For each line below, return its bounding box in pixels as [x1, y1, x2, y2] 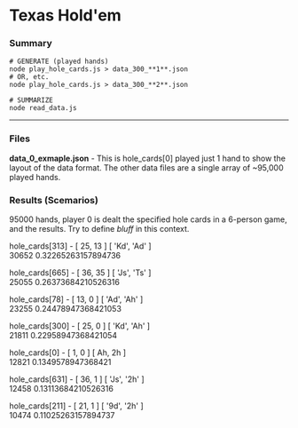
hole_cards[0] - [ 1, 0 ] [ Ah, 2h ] [9, 347, 127, 358]
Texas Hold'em [9, 5, 122, 26]
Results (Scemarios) [9, 194, 99, 206]
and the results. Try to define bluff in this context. [9, 224, 190, 234]
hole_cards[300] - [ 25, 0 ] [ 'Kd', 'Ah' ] [9, 321, 151, 331]
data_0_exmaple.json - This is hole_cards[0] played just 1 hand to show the [9, 153, 286, 163]
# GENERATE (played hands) [9, 57, 109, 67]
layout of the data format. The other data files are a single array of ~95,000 [9, 162, 284, 173]
